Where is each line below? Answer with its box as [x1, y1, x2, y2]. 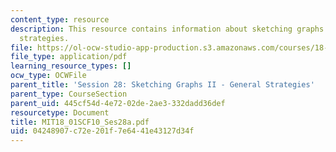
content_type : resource [10, 14, 110, 25]
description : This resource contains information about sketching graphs [10, 24, 325, 34]
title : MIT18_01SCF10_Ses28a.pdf [10, 117, 150, 127]
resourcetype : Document [10, 107, 110, 118]
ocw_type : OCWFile [10, 71, 87, 81]
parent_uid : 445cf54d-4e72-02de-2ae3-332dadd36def [10, 98, 226, 108]
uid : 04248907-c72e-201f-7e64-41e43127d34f [10, 126, 195, 136]
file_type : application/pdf [10, 52, 128, 62]
